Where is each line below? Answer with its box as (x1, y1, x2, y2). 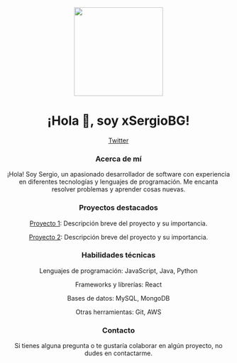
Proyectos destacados (78, 203, 158, 213)
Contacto (101, 325, 136, 335)
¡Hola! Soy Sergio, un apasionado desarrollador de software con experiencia (6, 170, 231, 179)
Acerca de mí (95, 154, 142, 164)
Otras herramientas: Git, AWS (75, 308, 162, 316)
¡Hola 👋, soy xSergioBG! (47, 113, 190, 129)
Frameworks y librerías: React (75, 280, 162, 289)
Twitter (108, 136, 129, 145)
